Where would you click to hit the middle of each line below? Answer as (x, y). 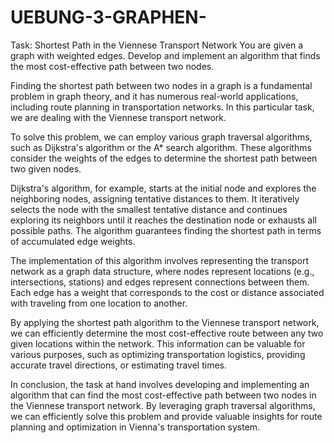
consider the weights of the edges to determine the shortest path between (164, 158)
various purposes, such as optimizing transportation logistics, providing (158, 354)
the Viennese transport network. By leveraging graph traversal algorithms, (163, 405)
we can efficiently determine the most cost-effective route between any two (167, 333)
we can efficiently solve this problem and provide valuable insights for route (166, 416)
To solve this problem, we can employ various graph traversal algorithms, (161, 137)
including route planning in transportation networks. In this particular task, (162, 107)
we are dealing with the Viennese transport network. (118, 117)
